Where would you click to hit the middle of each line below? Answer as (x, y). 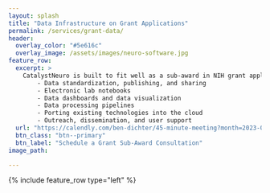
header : (21, 38)
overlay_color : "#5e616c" (59, 46)
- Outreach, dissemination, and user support (115, 121)
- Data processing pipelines (86, 105)
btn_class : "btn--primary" (61, 135)
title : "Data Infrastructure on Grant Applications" (98, 23)
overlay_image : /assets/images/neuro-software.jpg (102, 53)
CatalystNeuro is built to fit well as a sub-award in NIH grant (135, 76)
